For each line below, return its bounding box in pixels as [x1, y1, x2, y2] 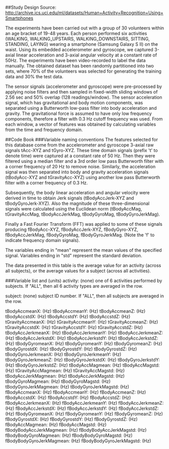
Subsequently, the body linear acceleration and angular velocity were [5, 190, 150, 195]
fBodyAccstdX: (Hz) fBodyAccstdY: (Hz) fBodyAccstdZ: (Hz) [5, 395, 131, 401]
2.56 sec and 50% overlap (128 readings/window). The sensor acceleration [5, 94, 162, 100]
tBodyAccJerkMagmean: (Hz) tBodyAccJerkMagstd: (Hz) [5, 373, 125, 379]
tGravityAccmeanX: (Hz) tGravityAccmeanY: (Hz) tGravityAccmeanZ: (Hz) [5, 319, 158, 325]
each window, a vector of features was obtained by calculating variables [5, 122, 156, 127]
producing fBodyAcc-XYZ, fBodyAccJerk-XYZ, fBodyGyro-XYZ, [5, 226, 139, 232]
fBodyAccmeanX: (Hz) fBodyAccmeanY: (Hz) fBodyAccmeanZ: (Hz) [5, 389, 146, 395]
